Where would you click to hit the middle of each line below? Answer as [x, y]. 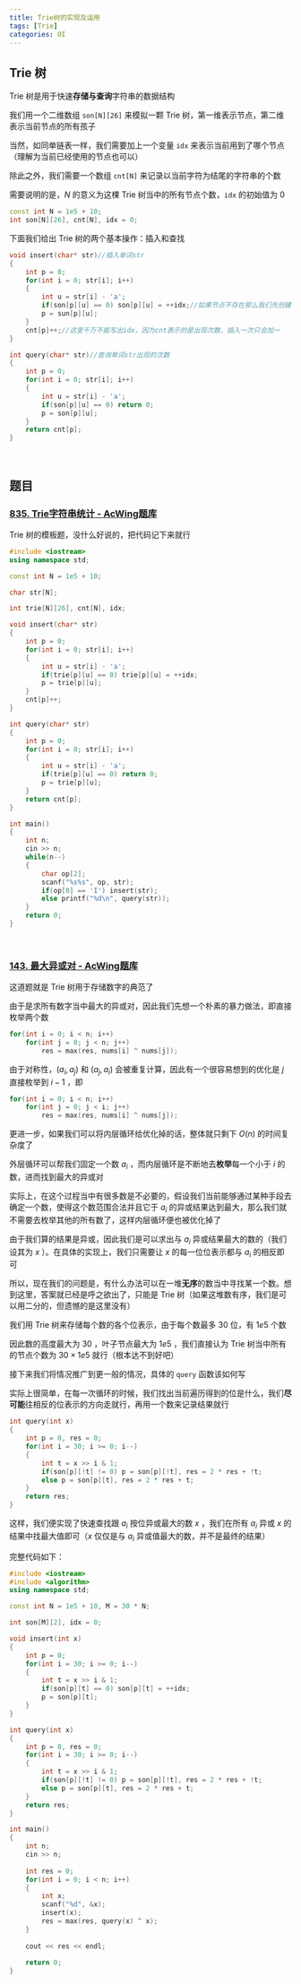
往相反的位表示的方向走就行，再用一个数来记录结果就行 [127, 1405]
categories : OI [38, 34]
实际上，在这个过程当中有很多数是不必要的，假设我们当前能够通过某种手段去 [150, 1196]
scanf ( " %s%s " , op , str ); [88, 882]
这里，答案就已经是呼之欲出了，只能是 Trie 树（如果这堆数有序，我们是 [148, 1295]
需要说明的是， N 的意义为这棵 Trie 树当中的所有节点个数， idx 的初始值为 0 [147, 195]
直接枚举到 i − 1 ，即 [46, 1082]
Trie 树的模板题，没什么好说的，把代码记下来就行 [100, 534]
